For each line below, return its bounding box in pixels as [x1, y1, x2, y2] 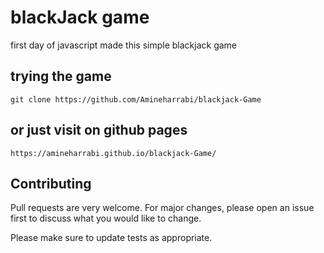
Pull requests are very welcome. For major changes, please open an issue [10, 202, 315, 214]
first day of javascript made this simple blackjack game [10, 39, 238, 51]
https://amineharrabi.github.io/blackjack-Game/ [10, 148, 217, 158]
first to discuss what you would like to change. [10, 212, 202, 225]
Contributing [10, 175, 92, 192]
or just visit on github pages [10, 122, 188, 139]
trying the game [10, 68, 112, 85]
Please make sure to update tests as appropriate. [10, 232, 213, 244]
